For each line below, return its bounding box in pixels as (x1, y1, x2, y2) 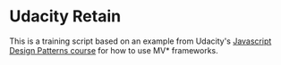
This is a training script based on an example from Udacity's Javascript (9, 36, 272, 46)
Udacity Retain (9, 6, 122, 27)
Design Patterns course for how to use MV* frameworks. (9, 45, 219, 55)
